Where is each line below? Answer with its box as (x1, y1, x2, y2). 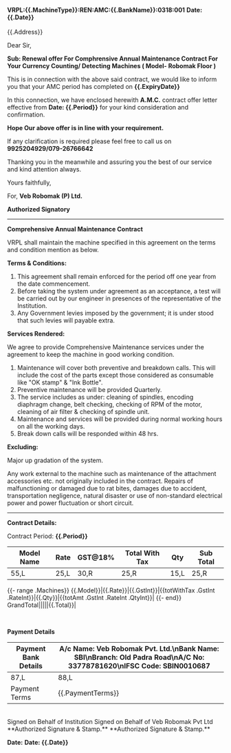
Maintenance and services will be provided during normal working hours (16, 415, 223, 423)
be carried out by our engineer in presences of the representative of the (16, 294, 221, 302)
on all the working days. (16, 422, 85, 430)
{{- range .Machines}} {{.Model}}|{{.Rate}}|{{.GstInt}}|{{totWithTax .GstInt (7, 586, 215, 595)
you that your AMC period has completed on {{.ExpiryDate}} (7, 83, 180, 90)
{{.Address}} (7, 28, 43, 36)
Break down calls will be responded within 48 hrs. (16, 430, 159, 437)
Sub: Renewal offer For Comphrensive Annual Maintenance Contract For (7, 54, 219, 63)
